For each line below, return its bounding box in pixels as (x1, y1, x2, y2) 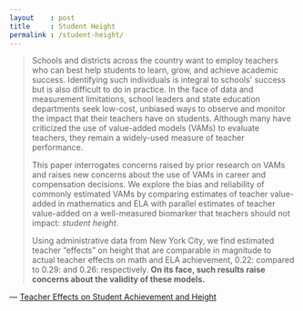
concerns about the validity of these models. (31, 274, 206, 285)
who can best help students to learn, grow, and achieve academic (31, 65, 279, 75)
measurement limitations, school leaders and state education (31, 94, 261, 105)
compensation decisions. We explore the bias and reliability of (31, 179, 265, 190)
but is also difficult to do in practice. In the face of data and (31, 84, 254, 95)
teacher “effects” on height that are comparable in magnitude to (31, 245, 272, 256)
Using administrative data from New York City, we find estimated (31, 236, 275, 246)
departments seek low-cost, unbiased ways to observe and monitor (31, 104, 287, 115)
